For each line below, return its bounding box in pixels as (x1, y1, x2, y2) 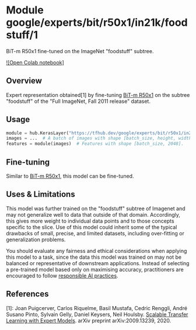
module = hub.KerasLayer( (6, 130, 69, 136)
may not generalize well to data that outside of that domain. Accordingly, (6, 211, 181, 218)
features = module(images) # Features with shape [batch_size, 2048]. (6, 141, 184, 147)
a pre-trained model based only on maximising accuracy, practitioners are (6, 266, 184, 273)
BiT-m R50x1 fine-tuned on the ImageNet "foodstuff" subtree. (6, 47, 154, 54)
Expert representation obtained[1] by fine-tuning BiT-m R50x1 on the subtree (6, 91, 190, 98)
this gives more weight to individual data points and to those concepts (6, 217, 174, 224)
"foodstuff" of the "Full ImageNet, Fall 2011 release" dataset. (6, 98, 150, 105)
